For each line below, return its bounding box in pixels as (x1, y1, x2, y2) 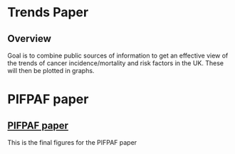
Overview (7, 33, 52, 45)
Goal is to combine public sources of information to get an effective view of (7, 51, 229, 60)
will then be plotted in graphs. (7, 67, 95, 75)
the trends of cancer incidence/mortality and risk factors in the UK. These (7, 59, 224, 67)
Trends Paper (7, 4, 89, 21)
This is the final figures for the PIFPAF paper (7, 138, 137, 146)
